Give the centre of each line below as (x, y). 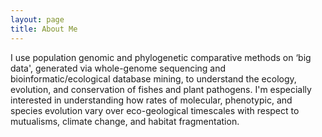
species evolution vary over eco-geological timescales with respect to (155, 110)
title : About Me (44, 29)
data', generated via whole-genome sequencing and (118, 68)
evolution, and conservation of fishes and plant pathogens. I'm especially (161, 89)
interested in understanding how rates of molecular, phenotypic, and (151, 100)
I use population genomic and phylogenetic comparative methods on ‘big (161, 57)
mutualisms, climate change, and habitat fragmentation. (125, 121)
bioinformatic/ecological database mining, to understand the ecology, (153, 78)
